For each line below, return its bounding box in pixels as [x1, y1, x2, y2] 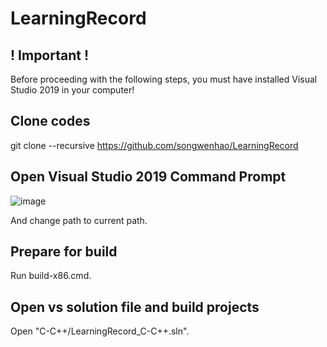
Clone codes [10, 113, 91, 130]
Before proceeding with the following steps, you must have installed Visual [10, 73, 318, 85]
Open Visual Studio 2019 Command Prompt [10, 168, 287, 186]
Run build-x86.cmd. [10, 270, 92, 282]
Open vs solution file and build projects [10, 298, 260, 316]
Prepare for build [10, 243, 118, 261]
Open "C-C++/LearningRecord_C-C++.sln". [10, 325, 190, 337]
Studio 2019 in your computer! [10, 84, 135, 96]
